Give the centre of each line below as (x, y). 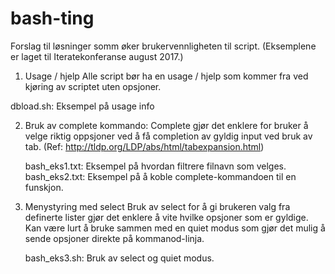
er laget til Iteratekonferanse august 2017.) (97, 56)
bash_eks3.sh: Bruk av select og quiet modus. (119, 258)
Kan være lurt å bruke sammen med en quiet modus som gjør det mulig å (175, 228)
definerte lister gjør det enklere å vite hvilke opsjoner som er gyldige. (166, 217)
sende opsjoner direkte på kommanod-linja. (114, 238)
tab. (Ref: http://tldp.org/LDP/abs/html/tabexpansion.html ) (144, 146)
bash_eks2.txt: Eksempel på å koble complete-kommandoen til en (160, 176)
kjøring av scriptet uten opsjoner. (93, 86)
